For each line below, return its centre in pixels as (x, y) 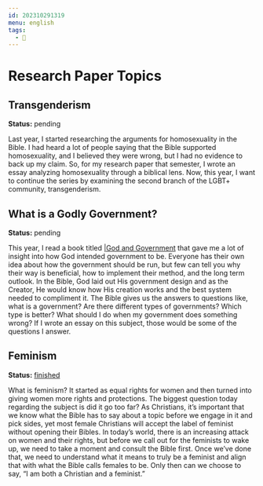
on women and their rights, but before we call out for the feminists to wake (129, 440)
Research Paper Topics (85, 76)
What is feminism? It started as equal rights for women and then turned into (130, 390)
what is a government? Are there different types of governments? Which (125, 306)
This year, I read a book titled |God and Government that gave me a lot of (126, 248)
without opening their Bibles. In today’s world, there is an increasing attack (128, 432)
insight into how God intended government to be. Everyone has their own (126, 257)
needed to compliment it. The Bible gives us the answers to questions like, (128, 298)
